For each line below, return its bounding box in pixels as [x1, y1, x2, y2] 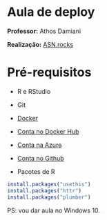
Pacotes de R [17, 167, 55, 176]
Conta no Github [17, 154, 64, 162]
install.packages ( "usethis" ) [7, 181, 91, 188]
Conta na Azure [17, 141, 62, 149]
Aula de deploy [7, 4, 95, 20]
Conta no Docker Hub [17, 127, 79, 135]
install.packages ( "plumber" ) [7, 194, 91, 201]
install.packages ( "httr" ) [7, 187, 81, 194]
